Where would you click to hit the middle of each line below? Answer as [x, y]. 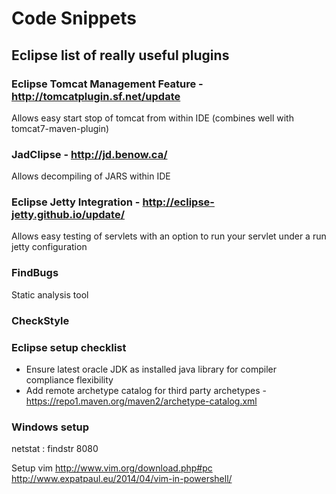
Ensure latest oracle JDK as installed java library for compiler [151, 369]
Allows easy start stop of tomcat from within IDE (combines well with [152, 118]
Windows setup [50, 427]
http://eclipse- [178, 202]
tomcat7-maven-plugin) [60, 128]
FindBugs [35, 273]
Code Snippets [74, 18]
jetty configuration [49, 247]
